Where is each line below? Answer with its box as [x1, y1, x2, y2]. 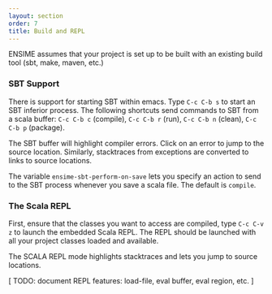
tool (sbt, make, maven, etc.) [8, 58, 104, 67]
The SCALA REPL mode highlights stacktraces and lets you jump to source [8, 251, 258, 261]
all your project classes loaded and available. [8, 236, 159, 245]
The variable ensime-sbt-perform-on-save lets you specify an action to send [8, 171, 261, 181]
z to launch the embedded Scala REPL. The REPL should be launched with [8, 227, 257, 236]
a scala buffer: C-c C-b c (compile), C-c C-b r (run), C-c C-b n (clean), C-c [8, 114, 257, 123]
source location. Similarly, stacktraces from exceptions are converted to [8, 147, 249, 157]
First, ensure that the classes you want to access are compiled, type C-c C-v [8, 218, 264, 228]
